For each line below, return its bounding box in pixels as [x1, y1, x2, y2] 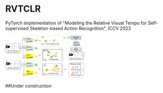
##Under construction [5, 82, 52, 89]
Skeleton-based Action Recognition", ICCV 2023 [29, 25, 131, 31]
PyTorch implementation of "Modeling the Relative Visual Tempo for [5, 20, 147, 26]
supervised [5, 25, 29, 31]
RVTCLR [5, 3, 41, 15]
